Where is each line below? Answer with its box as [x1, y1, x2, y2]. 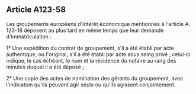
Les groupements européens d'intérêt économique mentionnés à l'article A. [6, 20, 191, 27]
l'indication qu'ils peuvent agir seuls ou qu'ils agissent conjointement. [6, 81, 176, 88]
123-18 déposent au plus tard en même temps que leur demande [6, 27, 164, 34]
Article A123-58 [6, 5, 66, 15]
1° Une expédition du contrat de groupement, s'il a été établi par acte [6, 44, 175, 51]
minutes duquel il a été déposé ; [6, 63, 84, 70]
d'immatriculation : [6, 33, 52, 40]
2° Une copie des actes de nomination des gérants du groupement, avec [6, 74, 184, 82]
